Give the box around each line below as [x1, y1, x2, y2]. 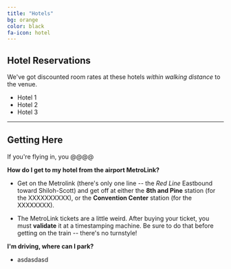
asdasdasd [16, 255, 49, 264]
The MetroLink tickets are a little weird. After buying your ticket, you [16, 214, 210, 222]
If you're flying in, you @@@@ [7, 152, 94, 161]
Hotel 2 [16, 101, 38, 109]
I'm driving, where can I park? [7, 242, 94, 250]
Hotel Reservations [7, 54, 91, 66]
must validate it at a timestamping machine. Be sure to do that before [16, 221, 214, 230]
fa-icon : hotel [7, 29, 51, 36]
